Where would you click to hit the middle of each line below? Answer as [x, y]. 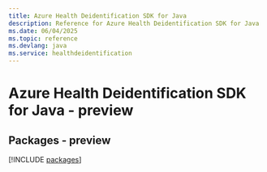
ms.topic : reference [43, 38]
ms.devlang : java [38, 46]
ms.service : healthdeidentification [70, 53]
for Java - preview [71, 111]
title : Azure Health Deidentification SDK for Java [97, 16]
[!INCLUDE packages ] [45, 159]
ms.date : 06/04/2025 [43, 31]
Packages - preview [60, 140]
